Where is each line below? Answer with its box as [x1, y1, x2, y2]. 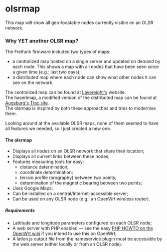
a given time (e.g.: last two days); [12, 69, 81, 75]
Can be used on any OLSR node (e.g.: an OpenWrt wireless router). [12, 196, 151, 202]
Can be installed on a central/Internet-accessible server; [12, 190, 129, 196]
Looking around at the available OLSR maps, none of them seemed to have [5, 120, 159, 126]
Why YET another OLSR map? [5, 37, 79, 44]
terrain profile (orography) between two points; [19, 174, 117, 180]
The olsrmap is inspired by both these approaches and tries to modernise [5, 105, 156, 111]
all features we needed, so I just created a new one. [5, 125, 111, 131]
